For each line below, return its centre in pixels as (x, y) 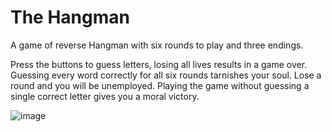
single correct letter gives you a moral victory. (105, 96)
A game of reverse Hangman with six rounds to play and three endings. (157, 45)
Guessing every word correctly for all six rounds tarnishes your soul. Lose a (166, 75)
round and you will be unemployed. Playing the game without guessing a (160, 85)
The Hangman (70, 17)
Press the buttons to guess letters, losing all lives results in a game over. (159, 64)
